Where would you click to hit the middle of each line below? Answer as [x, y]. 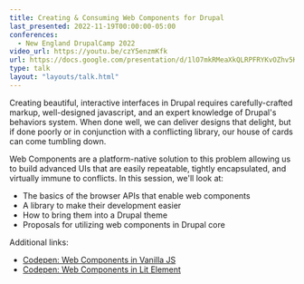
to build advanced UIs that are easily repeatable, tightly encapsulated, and [148, 168]
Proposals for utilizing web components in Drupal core [124, 224]
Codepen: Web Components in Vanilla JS [99, 260]
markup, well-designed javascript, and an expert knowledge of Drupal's [143, 112]
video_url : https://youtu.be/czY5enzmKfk [89, 52]
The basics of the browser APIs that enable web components [136, 195]
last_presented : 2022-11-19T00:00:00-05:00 [93, 26]
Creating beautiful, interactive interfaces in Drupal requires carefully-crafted [151, 103]
